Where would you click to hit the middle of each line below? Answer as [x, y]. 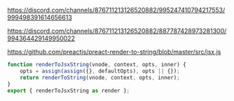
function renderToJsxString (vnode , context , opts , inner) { [97, 65]
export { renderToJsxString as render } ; [69, 91]
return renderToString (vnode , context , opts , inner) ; [100, 77]
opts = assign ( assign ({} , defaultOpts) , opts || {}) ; [100, 71]
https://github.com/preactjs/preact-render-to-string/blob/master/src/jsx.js [114, 52]
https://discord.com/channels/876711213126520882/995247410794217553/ [116, 10]
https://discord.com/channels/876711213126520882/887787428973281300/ [117, 31]
